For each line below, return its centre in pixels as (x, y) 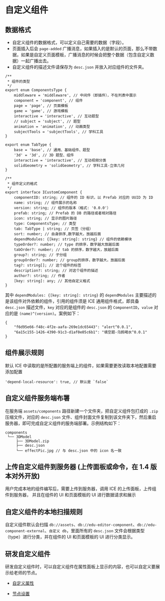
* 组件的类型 (19, 82)
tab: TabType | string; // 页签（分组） (54, 229)
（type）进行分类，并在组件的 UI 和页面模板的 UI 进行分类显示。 (70, 537)
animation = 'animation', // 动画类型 (52, 127)
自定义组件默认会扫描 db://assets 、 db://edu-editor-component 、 (71, 525)
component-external (25, 531)
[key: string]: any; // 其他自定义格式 (52, 281)
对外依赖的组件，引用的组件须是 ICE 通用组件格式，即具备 (81, 301)
